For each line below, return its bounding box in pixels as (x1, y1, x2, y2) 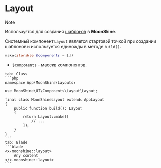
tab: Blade (5, 140, 27, 145)
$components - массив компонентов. (12, 62, 87, 68)
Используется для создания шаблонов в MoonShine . (5, 28, 117, 34)
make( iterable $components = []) (5, 53, 74, 58)
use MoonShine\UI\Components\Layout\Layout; (5, 88, 98, 93)
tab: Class (5, 71, 27, 76)
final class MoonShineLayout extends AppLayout (5, 97, 105, 102)
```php (5, 76, 19, 81)
